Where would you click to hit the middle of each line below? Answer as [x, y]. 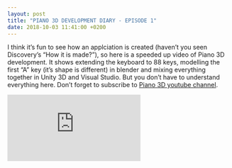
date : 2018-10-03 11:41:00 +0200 [57, 27]
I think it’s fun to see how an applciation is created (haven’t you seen [107, 47]
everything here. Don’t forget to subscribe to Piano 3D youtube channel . [113, 85]
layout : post [27, 14]
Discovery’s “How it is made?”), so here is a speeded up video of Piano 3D [116, 55]
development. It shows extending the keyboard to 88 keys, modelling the [114, 62]
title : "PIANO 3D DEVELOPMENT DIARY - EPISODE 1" [82, 21]
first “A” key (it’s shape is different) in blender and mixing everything [106, 70]
